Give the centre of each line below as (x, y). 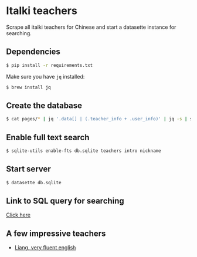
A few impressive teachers (56, 233)
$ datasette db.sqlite (34, 182)
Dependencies (33, 52)
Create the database (44, 105)
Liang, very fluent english (45, 248)
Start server (28, 169)
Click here (18, 215)
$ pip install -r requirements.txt (50, 65)
